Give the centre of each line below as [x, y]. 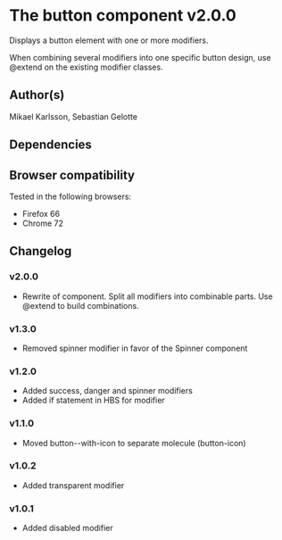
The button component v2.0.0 [123, 16]
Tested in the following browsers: [70, 196]
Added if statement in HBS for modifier [93, 400]
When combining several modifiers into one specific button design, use [140, 57]
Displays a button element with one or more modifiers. [109, 40]
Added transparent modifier [73, 485]
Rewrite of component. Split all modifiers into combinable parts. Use [148, 296]
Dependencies [50, 145]
